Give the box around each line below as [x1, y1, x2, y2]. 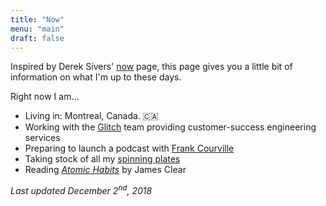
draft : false [10, 33, 65, 43]
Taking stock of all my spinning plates [24, 153, 181, 165]
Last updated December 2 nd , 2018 [10, 183, 153, 197]
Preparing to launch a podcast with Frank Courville [24, 142, 235, 155]
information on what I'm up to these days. [10, 71, 182, 83]
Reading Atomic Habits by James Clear [24, 164, 187, 176]
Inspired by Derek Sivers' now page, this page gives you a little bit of [10, 61, 293, 73]
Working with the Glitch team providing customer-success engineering [24, 121, 317, 133]
